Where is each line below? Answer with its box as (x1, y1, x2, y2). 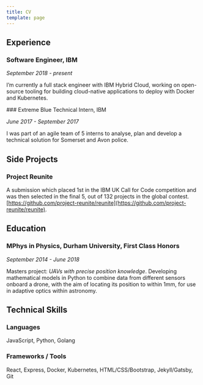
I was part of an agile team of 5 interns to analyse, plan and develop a (6, 130, 182, 137)
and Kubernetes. (6, 94, 48, 101)
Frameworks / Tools (6, 352, 67, 361)
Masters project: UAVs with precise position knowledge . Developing (6, 267, 177, 275)
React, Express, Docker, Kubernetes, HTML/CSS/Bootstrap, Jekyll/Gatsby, (6, 366, 193, 373)
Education (6, 224, 46, 234)
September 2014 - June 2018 (6, 255, 79, 263)
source (6, 88, 24, 95)
